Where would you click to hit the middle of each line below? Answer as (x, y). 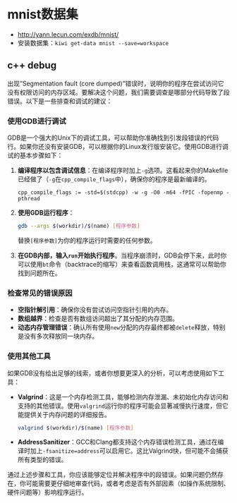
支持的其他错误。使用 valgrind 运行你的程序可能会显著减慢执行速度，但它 (123, 406)
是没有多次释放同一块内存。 (58, 337)
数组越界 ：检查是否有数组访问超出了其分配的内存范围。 (98, 319)
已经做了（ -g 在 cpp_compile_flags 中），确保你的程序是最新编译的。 (114, 179)
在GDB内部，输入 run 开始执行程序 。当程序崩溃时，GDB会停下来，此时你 (122, 255)
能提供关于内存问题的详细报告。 (64, 414)
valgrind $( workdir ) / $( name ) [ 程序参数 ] (75, 428)
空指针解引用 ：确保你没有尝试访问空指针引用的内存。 (95, 310)
